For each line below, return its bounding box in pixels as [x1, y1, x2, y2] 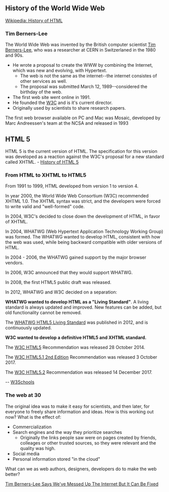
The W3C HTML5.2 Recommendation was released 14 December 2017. [5, 369, 152, 375]
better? [5, 471, 20, 477]
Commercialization [12, 424, 52, 430]
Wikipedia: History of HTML [5, 17, 63, 23]
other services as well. [20, 78, 67, 84]
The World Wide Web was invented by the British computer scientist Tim [5, 41, 156, 47]
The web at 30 [5, 391, 41, 399]
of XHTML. [5, 219, 28, 225]
